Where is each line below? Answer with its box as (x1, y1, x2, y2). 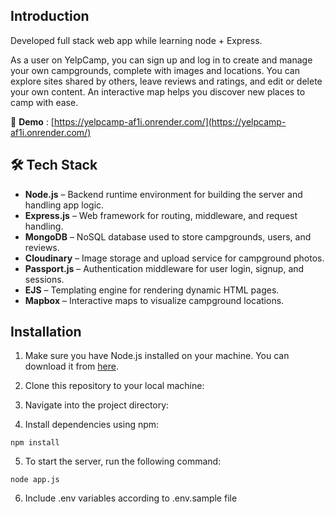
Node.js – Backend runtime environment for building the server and (24, 188, 303, 200)
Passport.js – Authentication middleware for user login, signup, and (24, 262, 305, 274)
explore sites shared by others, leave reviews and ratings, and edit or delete (10, 75, 323, 87)
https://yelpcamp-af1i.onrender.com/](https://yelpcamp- (53, 115, 287, 128)
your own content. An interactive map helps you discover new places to (10, 85, 306, 98)
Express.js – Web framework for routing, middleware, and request (24, 209, 298, 221)
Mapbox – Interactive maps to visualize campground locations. (24, 294, 285, 306)
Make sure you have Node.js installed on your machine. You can (24, 350, 290, 362)
